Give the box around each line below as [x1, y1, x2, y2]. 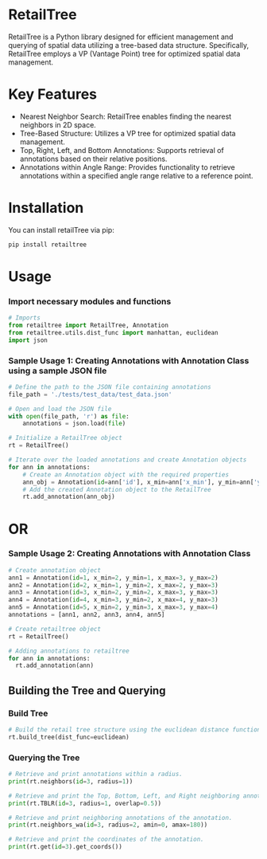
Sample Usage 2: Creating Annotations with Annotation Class [8, 548, 251, 559]
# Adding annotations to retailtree [8, 647, 130, 655]
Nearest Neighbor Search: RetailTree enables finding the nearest [19, 112, 232, 121]
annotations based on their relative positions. [19, 154, 168, 163]
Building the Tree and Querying [8, 684, 166, 697]
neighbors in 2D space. [19, 120, 97, 129]
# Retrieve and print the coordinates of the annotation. [8, 835, 204, 844]
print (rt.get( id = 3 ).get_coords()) [8, 843, 123, 851]
